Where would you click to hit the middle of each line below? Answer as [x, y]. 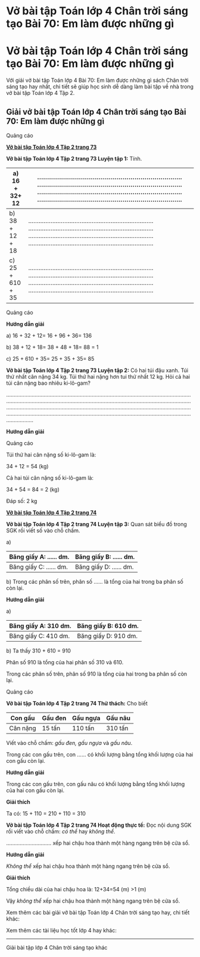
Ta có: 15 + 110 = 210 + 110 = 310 [46, 813]
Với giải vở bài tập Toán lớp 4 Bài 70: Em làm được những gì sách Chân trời [97, 80]
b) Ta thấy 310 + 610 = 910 [39, 651]
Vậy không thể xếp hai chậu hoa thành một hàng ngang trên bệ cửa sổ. [93, 901]
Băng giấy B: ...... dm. [105, 557]
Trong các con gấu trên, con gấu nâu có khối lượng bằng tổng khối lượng [96, 784]
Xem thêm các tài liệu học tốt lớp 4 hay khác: [62, 930]
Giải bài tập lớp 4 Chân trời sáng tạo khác [57, 947]
